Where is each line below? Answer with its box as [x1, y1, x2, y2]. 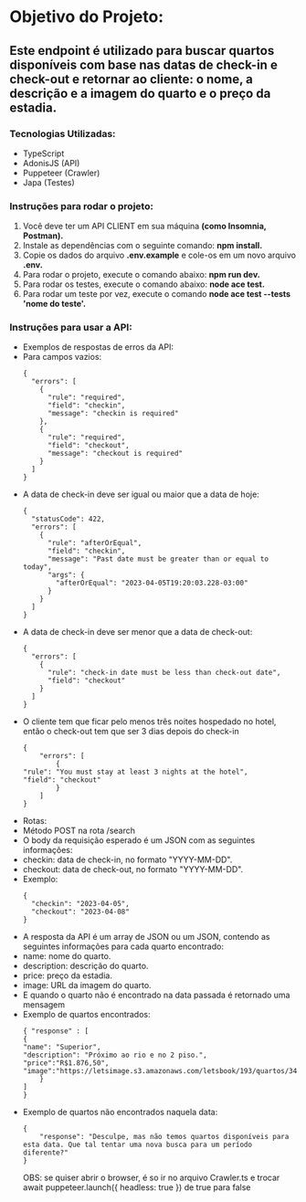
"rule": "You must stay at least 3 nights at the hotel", [22, 767, 248, 777]
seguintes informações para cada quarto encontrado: [22, 941, 224, 952]
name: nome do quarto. [22, 951, 111, 962]
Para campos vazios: [22, 352, 102, 363]
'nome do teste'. [22, 299, 87, 310]
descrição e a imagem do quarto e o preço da [9, 85, 271, 101]
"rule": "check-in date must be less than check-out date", [47, 669, 281, 678]
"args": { [47, 571, 85, 580]
